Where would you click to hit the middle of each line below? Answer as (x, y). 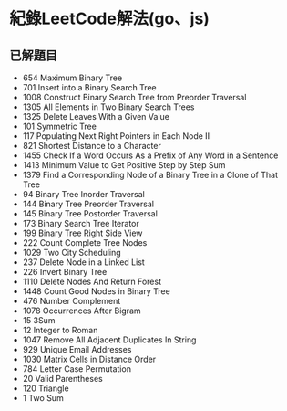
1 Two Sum (43, 398)
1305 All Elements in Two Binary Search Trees (108, 107)
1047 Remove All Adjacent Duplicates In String (109, 340)
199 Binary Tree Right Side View (82, 233)
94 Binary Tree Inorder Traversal (84, 194)
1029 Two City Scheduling (72, 253)
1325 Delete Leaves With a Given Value (96, 116)
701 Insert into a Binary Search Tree (89, 87)
